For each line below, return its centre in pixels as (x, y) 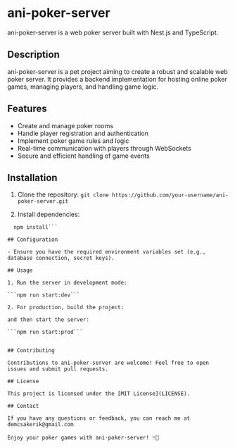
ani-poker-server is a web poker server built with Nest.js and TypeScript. (113, 32)
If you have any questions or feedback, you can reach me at (99, 418)
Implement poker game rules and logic (73, 141)
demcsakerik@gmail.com (40, 425)
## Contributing (31, 351)
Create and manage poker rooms (65, 125)
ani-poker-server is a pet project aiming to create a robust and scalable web (118, 71)
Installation (32, 178)
